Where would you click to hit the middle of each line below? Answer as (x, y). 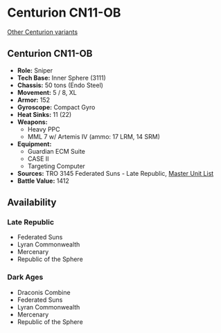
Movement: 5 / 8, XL (47, 92)
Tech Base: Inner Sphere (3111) (61, 78)
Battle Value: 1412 (43, 181)
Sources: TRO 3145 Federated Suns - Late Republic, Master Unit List (115, 173)
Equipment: (34, 144)
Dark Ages (25, 277)
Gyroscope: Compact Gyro (56, 107)
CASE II (38, 159)
